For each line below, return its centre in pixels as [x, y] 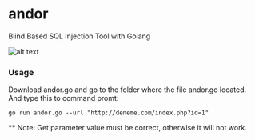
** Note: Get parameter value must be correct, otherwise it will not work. [128, 128]
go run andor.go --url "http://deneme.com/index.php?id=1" [109, 113]
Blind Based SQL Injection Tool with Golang [80, 36]
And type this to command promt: [64, 98]
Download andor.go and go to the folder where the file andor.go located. [127, 90]
